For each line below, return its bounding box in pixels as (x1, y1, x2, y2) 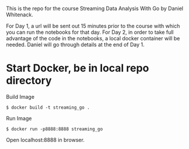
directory (6, 74, 52, 87)
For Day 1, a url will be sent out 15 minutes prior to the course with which (6, 23, 180, 29)
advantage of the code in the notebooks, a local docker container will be (6, 35, 180, 41)
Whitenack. (6, 11, 33, 18)
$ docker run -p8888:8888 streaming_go (6, 126, 103, 132)
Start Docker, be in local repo (6, 61, 149, 75)
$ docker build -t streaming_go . (6, 105, 90, 110)
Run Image (6, 115, 32, 122)
